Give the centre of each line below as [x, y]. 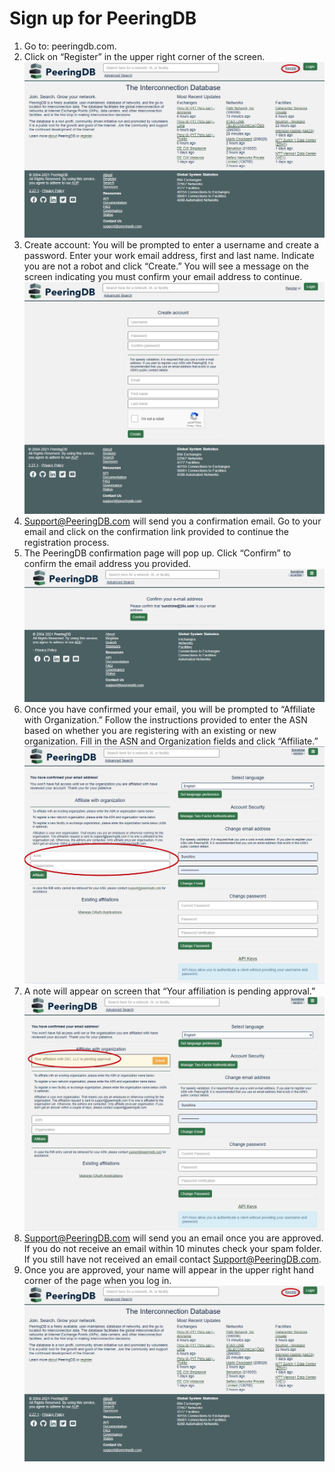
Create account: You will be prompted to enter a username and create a [171, 244]
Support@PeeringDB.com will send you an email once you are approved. [173, 1238]
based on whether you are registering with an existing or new [150, 730]
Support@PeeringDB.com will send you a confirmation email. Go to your [172, 521]
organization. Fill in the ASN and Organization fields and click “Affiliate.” [171, 741]
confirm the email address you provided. [107, 564]
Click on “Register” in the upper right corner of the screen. [144, 56]
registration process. [66, 543]
